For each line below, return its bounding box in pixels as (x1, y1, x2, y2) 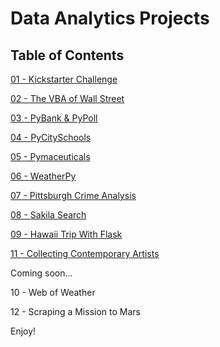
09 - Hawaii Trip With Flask (10, 228, 123, 240)
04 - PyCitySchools (10, 132, 92, 143)
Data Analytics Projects (10, 7, 210, 30)
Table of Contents (10, 47, 125, 64)
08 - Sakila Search (10, 209, 87, 221)
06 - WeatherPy (10, 170, 77, 182)
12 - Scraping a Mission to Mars (10, 306, 141, 317)
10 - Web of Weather (10, 287, 96, 298)
